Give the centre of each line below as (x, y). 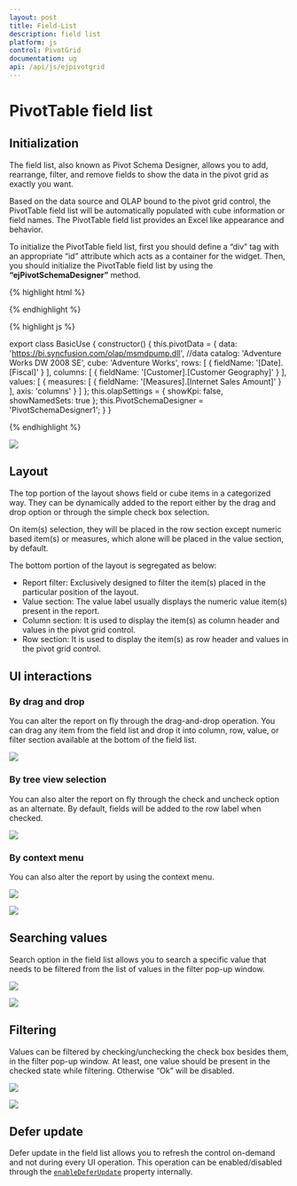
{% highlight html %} (47, 292)
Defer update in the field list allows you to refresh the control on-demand (142, 1153)
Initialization (44, 143)
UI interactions (51, 677)
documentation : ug (43, 59)
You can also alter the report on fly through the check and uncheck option (144, 799)
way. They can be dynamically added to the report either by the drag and (143, 502)
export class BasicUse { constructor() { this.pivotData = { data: (123, 344)
